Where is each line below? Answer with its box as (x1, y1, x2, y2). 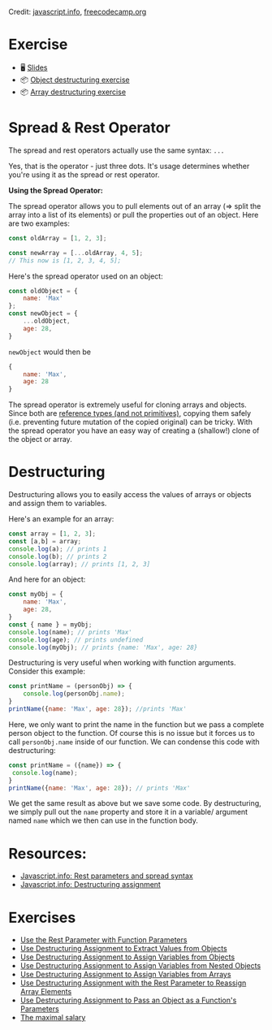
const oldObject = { (8, 287, 79, 295)
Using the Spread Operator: (8, 185, 103, 195)
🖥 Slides (19, 63, 48, 72)
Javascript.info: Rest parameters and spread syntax (19, 871, 193, 881)
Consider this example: (8, 666, 85, 677)
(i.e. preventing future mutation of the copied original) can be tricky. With (8, 418, 253, 427)
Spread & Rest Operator (8, 119, 171, 137)
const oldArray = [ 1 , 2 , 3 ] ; (8, 234, 107, 242)
